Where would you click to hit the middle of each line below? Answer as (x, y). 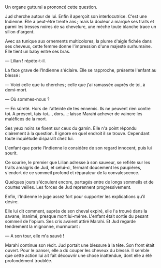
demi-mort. (16, 90)
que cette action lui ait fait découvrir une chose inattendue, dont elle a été (79, 255)
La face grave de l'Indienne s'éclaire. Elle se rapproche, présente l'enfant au (81, 70)
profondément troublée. (29, 261)
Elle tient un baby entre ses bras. (38, 51)
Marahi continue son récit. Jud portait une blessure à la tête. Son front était (80, 245)
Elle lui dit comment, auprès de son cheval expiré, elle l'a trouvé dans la (76, 211)
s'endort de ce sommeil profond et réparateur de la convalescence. (72, 173)
